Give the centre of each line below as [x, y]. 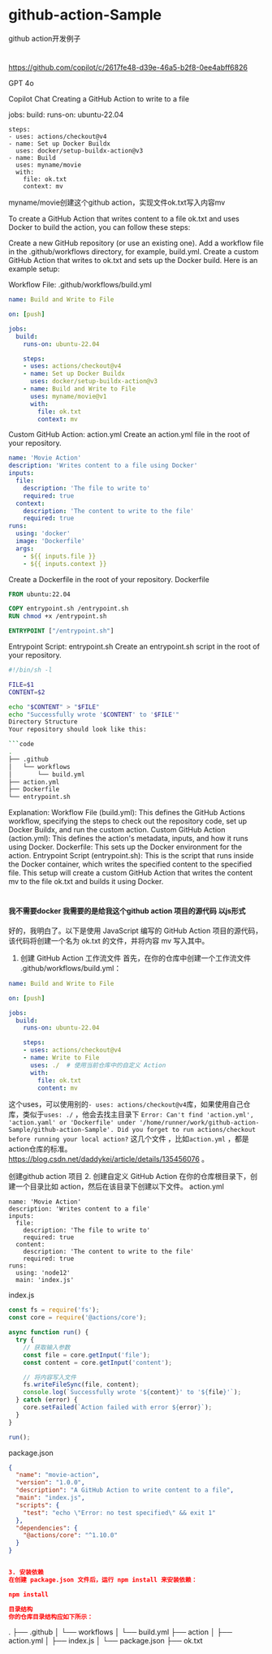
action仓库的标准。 [40, 1149]
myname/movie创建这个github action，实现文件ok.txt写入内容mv [117, 203]
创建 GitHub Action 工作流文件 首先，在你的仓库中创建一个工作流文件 [136, 958]
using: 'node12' [43, 1273]
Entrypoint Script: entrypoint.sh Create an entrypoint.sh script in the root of [134, 646]
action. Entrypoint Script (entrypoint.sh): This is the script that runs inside [131, 856]
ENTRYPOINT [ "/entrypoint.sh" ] [61, 631]
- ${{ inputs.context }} [65, 564]
